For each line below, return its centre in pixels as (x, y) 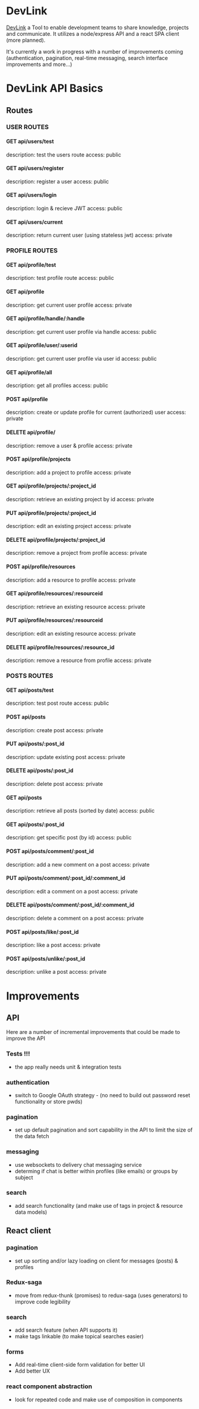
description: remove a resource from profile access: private (79, 660)
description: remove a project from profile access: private (77, 553)
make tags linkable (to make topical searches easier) (79, 1336)
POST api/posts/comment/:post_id (50, 851)
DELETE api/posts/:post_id (40, 771)
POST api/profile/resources (41, 566)
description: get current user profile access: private (69, 305)
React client (29, 1231)
